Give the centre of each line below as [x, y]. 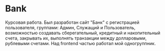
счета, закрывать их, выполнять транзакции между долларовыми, [76, 38]
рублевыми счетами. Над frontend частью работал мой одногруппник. [81, 43]
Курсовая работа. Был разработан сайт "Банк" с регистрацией [72, 22]
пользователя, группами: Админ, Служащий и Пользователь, [70, 27]
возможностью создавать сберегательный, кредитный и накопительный [83, 33]
